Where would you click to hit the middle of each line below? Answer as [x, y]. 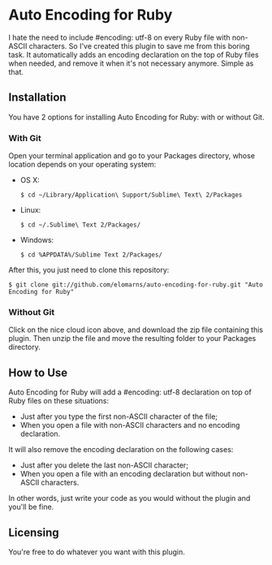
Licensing [34, 532]
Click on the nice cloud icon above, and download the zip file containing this [136, 330]
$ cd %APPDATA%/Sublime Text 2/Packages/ [91, 255]
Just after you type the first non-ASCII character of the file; [119, 416]
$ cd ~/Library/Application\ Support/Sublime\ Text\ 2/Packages [131, 195]
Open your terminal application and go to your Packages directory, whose [132, 156]
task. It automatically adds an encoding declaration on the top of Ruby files [134, 54]
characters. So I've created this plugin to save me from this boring [139, 45]
